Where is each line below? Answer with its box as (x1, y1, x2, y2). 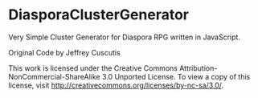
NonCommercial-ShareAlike (8, 71, 100, 81)
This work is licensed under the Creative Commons (8, 63, 178, 73)
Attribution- (179, 63, 218, 73)
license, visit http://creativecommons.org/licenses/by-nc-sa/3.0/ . (8, 80, 224, 90)
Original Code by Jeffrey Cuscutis (8, 47, 121, 57)
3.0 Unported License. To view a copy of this (101, 71, 251, 81)
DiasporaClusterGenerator (8, 6, 189, 24)
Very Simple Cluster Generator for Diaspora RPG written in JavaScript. (8, 32, 241, 42)
